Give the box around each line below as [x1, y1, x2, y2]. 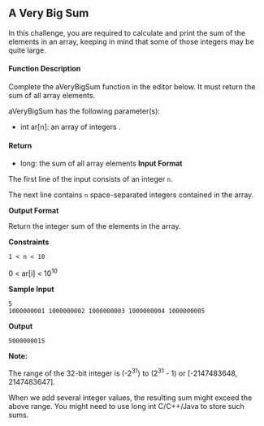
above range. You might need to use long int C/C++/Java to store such [8, 401, 245, 411]
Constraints [8, 237, 50, 247]
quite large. [8, 45, 46, 55]
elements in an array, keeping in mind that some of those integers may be [8, 37, 254, 46]
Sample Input [8, 284, 54, 294]
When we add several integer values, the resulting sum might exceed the [8, 393, 253, 402]
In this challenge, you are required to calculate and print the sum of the [8, 28, 246, 37]
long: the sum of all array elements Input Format [19, 158, 183, 169]
